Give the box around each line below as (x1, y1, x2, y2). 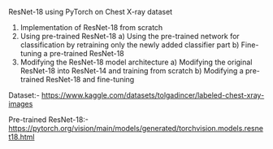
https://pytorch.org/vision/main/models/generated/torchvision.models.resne (8, 124, 264, 133)
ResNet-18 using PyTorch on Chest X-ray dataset (8, 7, 173, 16)
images (8, 99, 33, 108)
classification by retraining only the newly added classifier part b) (19, 40, 240, 50)
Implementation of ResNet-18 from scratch (19, 23, 163, 32)
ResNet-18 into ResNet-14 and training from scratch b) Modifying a (19, 66, 244, 76)
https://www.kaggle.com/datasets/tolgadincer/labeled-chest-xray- (41, 90, 265, 100)
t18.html (8, 132, 35, 142)
